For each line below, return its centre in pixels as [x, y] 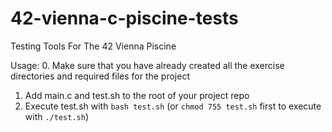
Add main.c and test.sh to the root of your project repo [137, 95]
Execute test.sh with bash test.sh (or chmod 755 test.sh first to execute [173, 106]
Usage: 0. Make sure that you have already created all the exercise [147, 65]
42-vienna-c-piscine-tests [124, 18]
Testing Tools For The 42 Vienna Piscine [93, 46]
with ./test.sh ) [56, 116]
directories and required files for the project [100, 76]
